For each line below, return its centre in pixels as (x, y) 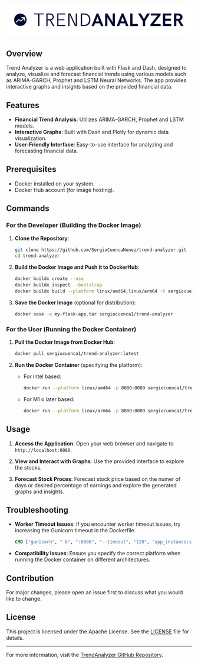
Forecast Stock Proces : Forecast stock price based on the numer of (98, 479)
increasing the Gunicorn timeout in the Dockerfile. (75, 530)
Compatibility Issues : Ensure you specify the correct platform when (98, 554)
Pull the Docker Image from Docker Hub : (65, 342)
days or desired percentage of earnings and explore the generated (95, 485)
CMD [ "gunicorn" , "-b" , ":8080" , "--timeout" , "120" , (82, 542)
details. (15, 637)
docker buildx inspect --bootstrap (58, 285)
